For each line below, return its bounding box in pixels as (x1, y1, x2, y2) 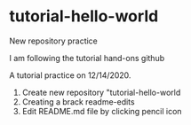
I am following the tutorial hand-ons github (9, 52, 165, 63)
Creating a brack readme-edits (21, 96, 135, 107)
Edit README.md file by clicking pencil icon (21, 105, 182, 116)
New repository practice (9, 35, 98, 46)
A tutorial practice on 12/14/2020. (9, 69, 131, 81)
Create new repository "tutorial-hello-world (21, 87, 181, 98)
